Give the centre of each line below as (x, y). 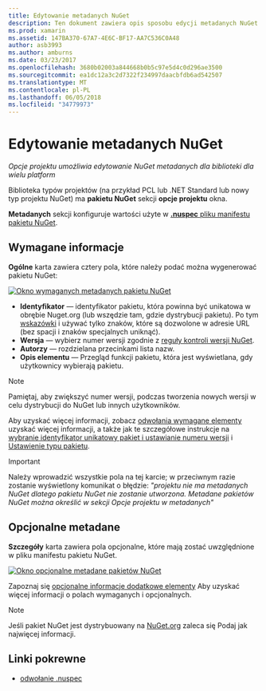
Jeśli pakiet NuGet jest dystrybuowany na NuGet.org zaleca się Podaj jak (128, 625)
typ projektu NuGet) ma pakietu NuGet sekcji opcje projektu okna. (118, 199)
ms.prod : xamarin (37, 30)
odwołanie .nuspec (51, 678)
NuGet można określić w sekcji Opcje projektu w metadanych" (111, 502)
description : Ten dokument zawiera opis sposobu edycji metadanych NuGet (133, 23)
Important (24, 461)
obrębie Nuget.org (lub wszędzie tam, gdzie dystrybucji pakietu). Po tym (139, 314)
